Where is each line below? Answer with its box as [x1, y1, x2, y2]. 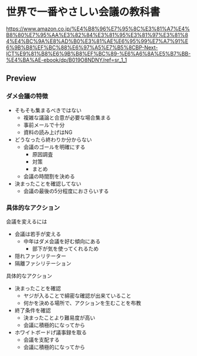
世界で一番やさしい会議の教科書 [6, 5, 161, 19]
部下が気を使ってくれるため [32, 245, 99, 252]
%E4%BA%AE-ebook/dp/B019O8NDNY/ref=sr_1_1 [6, 56, 127, 63]
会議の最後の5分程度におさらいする [23, 187, 109, 194]
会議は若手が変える [14, 230, 62, 237]
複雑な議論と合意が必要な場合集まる [23, 114, 111, 121]
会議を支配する [23, 336, 60, 343]
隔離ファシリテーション [14, 260, 72, 267]
